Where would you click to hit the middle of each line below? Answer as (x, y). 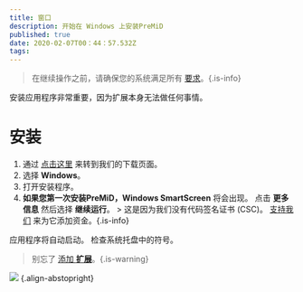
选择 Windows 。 (54, 175)
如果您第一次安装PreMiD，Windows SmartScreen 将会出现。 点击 (147, 198)
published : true (40, 34)
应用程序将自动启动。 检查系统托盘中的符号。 (94, 240)
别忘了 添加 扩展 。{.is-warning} (90, 259)
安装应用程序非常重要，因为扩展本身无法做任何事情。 (109, 98)
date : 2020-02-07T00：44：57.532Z (73, 43)
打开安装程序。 (50, 187)
